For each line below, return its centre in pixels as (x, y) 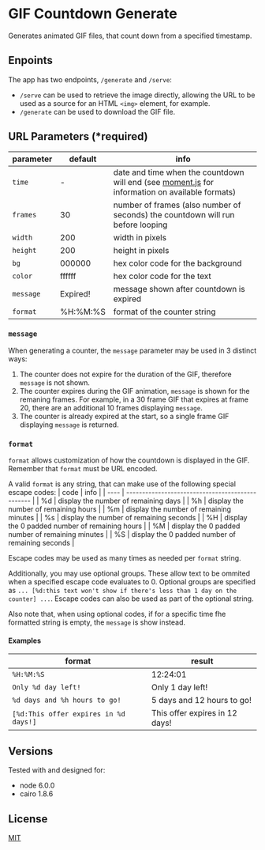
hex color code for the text (162, 276)
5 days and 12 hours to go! (202, 701)
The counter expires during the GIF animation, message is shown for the (134, 391)
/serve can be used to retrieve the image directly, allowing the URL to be (137, 95)
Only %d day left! (47, 688)
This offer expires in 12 (194, 713)
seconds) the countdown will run (174, 214)
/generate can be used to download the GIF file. (97, 111)
